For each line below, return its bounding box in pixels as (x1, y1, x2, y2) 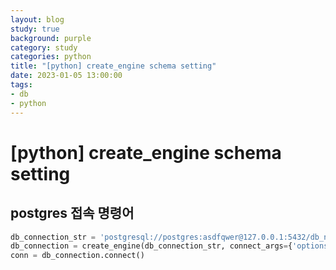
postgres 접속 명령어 (10, 205, 135, 222)
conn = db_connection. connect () (10, 251, 145, 261)
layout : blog (10, 14, 65, 25)
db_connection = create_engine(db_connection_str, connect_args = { (10, 241, 293, 251)
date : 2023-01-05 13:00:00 (10, 71, 123, 81)
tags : (10, 80, 33, 90)
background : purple (10, 33, 92, 43)
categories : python (10, 52, 92, 62)
